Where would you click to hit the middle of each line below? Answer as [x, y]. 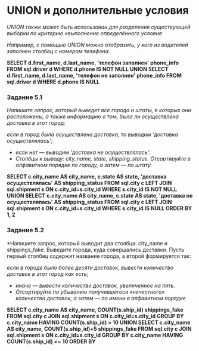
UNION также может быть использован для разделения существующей [99, 27]
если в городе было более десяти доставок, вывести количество [90, 267]
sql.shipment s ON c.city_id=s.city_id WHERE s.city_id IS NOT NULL [92, 189]
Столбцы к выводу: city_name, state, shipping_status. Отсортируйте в [103, 159]
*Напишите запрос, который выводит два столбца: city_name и [87, 243]
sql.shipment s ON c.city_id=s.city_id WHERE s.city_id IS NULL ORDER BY [99, 208]
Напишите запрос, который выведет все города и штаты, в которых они [99, 110]
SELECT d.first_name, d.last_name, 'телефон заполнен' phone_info [93, 63]
